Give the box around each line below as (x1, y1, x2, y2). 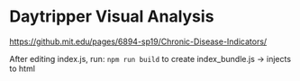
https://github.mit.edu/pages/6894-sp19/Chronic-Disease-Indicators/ (9, 36, 268, 47)
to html (9, 63, 36, 74)
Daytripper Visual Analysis (9, 6, 214, 27)
